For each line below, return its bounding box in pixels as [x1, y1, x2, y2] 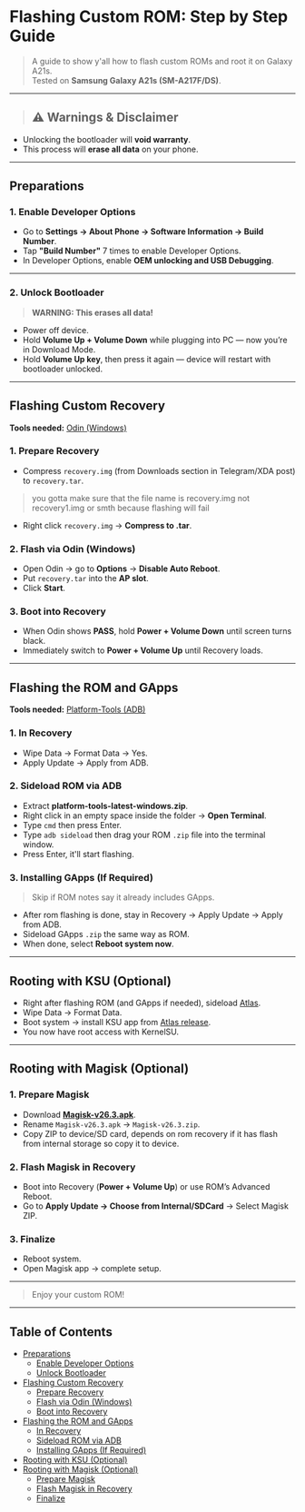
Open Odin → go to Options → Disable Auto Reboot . [22, 563, 221, 574]
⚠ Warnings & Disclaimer [31, 110, 179, 125]
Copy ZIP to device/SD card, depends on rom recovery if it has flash [22, 1128, 279, 1139]
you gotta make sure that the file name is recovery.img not [31, 492, 251, 503]
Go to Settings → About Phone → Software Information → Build [22, 226, 264, 237]
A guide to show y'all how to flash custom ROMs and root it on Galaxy [31, 55, 293, 66]
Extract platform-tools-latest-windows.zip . [22, 800, 189, 811]
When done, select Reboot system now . [22, 938, 174, 950]
